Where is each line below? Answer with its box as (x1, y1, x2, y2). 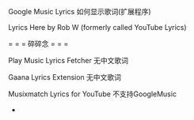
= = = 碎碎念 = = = (8, 39, 69, 48)
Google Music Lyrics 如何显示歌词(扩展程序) (8, 7, 152, 16)
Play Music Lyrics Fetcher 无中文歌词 (8, 56, 129, 65)
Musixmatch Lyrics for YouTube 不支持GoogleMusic (8, 89, 177, 99)
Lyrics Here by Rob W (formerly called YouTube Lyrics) (8, 23, 188, 32)
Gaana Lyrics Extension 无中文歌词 (8, 73, 121, 81)
